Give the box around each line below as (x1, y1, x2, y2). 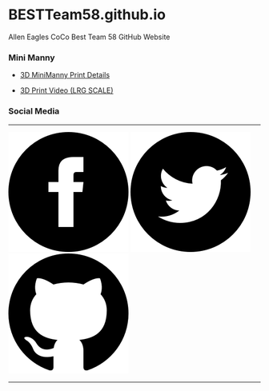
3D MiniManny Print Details (19, 70, 110, 80)
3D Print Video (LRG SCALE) (19, 86, 114, 95)
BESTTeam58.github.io (8, 6, 167, 24)
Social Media (8, 106, 60, 117)
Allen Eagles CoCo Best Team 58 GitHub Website (8, 32, 171, 42)
